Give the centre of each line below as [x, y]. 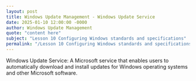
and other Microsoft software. [42, 73]
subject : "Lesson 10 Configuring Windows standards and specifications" [96, 38]
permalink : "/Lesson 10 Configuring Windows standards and [79, 44]
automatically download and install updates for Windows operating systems [97, 66]
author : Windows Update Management [49, 28]
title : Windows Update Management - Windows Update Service [81, 17]
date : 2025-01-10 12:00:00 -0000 [47, 22]
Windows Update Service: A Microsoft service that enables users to [87, 60]
